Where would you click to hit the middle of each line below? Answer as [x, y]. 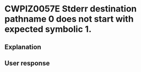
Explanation [23, 47]
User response [27, 63]
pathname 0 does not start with [69, 19]
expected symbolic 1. [48, 29]
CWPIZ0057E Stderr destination [70, 9]
